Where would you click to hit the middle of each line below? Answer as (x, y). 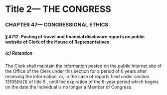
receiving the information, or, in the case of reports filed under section (77, 76)
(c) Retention (19, 53)
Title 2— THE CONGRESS (58, 9)
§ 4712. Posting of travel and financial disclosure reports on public (75, 36)
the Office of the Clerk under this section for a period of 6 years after (76, 71)
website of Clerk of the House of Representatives (57, 42)
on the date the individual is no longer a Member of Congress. (69, 87)
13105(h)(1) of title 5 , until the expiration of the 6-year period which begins (82, 82)
